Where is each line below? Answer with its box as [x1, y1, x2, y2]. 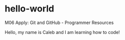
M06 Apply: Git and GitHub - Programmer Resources [5, 19, 114, 25]
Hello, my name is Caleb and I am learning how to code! [5, 29, 120, 35]
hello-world [5, 3, 55, 14]
